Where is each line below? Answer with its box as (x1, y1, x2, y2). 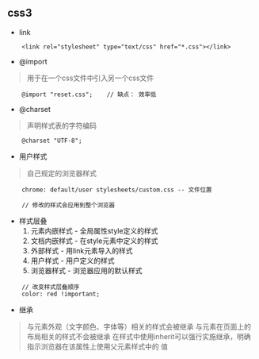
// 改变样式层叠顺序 (21, 283, 80, 291)
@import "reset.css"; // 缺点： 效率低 (21, 91, 157, 98)
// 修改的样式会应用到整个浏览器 (21, 201, 116, 209)
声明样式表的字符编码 (26, 121, 97, 130)
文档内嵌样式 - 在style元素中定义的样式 (30, 236, 158, 245)
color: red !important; (21, 290, 101, 298)
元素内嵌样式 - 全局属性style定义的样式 (30, 226, 158, 235)
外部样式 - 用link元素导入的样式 (30, 245, 133, 255)
